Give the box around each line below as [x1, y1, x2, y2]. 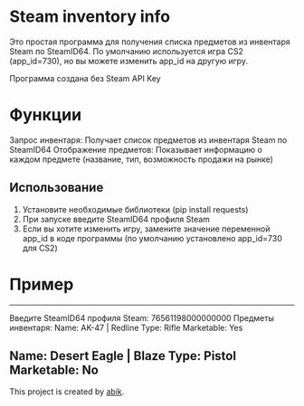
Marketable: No [9, 363, 100, 378]
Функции [9, 105, 82, 126]
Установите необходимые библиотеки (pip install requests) [22, 203, 249, 214]
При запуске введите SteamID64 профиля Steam [22, 213, 211, 224]
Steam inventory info [9, 6, 170, 27]
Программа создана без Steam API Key [9, 72, 161, 83]
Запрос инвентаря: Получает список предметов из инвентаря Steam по [9, 134, 288, 146]
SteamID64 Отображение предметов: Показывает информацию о [9, 144, 262, 155]
